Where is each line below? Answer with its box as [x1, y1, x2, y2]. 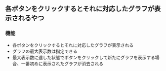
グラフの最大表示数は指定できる [12, 48, 78, 54]
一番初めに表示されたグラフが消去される [21, 61, 104, 67]
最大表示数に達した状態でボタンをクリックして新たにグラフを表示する [12, 54, 156, 60]
